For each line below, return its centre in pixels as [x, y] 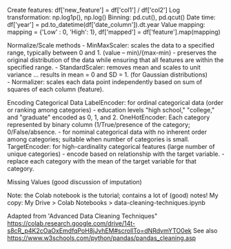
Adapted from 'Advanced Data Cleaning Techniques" [82, 216]
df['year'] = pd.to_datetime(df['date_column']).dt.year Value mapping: [106, 24]
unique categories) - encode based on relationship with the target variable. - [116, 154]
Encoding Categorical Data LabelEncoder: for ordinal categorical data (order [115, 102]
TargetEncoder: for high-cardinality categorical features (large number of [111, 147]
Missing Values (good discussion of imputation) [75, 182]
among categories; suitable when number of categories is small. [98, 139]
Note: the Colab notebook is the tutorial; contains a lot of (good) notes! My [113, 195]
